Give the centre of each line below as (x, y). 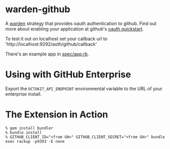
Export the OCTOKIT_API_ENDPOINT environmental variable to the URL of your (84, 88)
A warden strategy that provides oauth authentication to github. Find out (81, 23)
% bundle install (24, 132)
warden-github (38, 9)
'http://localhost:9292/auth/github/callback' (51, 44)
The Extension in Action (57, 115)
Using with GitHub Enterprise (68, 74)
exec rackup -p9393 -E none (35, 141)
